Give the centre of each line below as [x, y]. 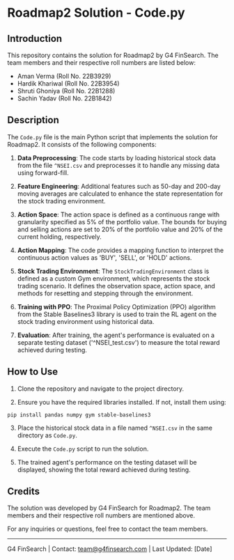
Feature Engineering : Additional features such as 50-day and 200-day [119, 186]
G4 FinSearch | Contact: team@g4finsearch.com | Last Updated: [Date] [110, 549]
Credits [24, 491]
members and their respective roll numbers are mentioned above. [101, 515]
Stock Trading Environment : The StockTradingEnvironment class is [113, 271]
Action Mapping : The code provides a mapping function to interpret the [120, 250]
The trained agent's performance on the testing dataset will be [107, 462]
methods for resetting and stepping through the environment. [105, 293]
